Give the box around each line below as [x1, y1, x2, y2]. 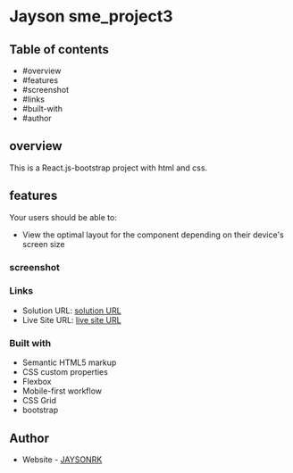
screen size [21, 238, 65, 249]
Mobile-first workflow [21, 386, 103, 396]
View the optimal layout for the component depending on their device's [21, 229, 284, 240]
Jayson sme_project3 [9, 6, 173, 27]
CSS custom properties [21, 367, 109, 378]
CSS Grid [21, 395, 56, 406]
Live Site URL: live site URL [21, 314, 122, 325]
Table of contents [9, 42, 109, 57]
